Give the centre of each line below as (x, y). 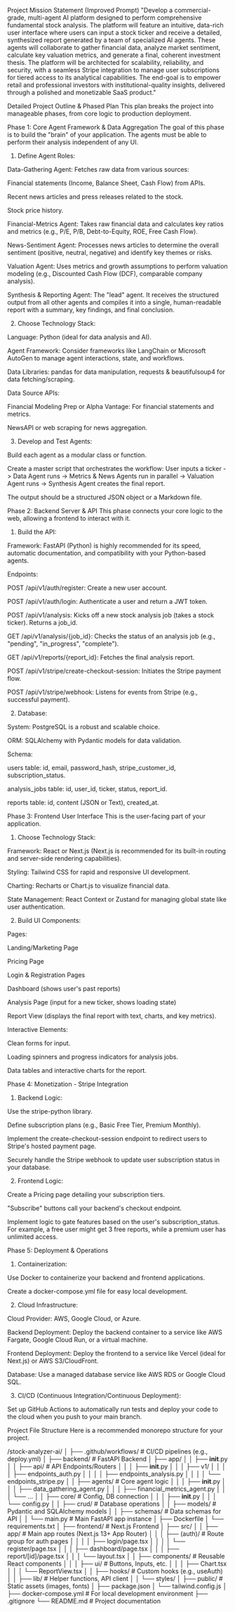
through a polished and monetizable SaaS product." (82, 92)
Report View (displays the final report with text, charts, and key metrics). (112, 1016)
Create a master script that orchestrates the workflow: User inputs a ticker (115, 468)
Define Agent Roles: (46, 156)
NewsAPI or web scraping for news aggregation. (78, 428)
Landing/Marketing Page (43, 947)
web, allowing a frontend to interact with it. (69, 518)
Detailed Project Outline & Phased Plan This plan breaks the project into (110, 106)
